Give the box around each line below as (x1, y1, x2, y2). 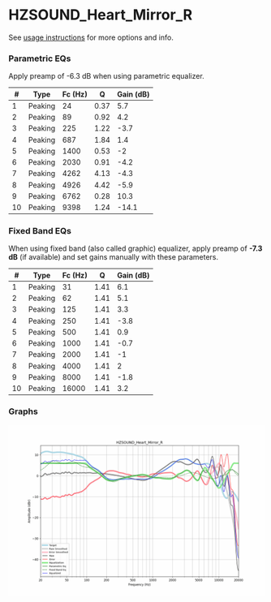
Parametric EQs (8, 53, 71, 64)
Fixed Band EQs (8, 225, 71, 236)
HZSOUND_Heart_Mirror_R (8, 6, 193, 24)
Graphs (8, 406, 38, 417)
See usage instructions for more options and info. (8, 32, 174, 42)
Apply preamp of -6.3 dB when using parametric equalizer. (8, 71, 204, 81)
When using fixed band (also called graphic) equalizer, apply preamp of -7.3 (8, 243, 263, 253)
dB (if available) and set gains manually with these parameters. (8, 252, 219, 262)
